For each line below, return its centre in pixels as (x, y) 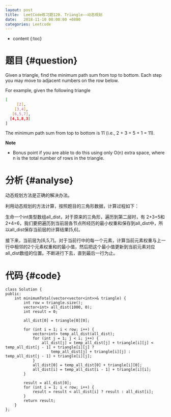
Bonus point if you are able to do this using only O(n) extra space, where (89, 153)
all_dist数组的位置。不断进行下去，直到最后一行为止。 (62, 253)
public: (13, 294)
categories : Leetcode (28, 24)
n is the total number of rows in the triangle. (58, 158)
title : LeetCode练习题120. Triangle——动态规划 (54, 15)
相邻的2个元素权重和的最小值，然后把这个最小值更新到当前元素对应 (84, 247)
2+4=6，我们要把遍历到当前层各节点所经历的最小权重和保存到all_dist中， (82, 223)
